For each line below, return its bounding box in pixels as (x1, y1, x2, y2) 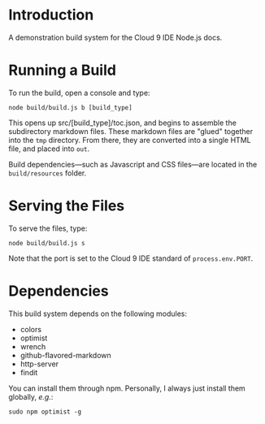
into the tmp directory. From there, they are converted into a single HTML (8, 135, 251, 145)
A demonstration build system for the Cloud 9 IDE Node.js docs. (8, 32, 223, 42)
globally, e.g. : (8, 392, 54, 401)
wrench (20, 341, 46, 351)
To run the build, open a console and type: (8, 88, 150, 97)
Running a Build (8, 61, 116, 80)
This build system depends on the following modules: (8, 309, 188, 318)
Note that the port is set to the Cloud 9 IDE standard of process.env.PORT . (8, 253, 254, 263)
